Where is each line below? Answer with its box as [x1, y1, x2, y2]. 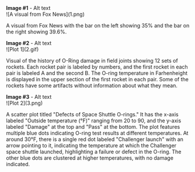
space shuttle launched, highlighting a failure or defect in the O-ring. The [6, 148, 182, 155]
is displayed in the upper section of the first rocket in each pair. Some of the [6, 76, 189, 82]
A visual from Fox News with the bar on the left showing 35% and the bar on [6, 22, 190, 29]
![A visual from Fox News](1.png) [6, 11, 85, 18]
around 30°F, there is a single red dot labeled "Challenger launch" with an [6, 136, 184, 143]
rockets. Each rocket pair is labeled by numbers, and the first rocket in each [6, 63, 188, 70]
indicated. [6, 161, 30, 167]
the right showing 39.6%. [6, 28, 67, 35]
